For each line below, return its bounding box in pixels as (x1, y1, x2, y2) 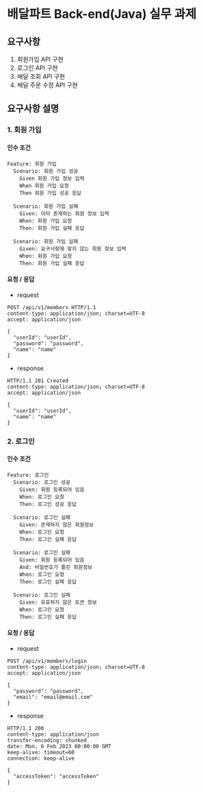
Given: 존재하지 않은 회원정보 (19, 521, 94, 528)
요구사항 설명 (7, 103, 59, 115)
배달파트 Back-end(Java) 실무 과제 (7, 6, 197, 22)
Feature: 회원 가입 (7, 160, 57, 167)
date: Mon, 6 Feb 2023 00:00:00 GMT (7, 743, 111, 750)
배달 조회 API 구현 (16, 73, 66, 80)
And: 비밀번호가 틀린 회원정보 (19, 564, 93, 571)
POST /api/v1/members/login (7, 658, 87, 665)
